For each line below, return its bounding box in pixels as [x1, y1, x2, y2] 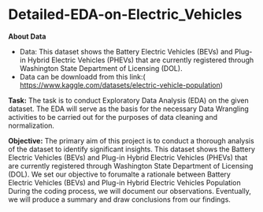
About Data [8, 32, 46, 41]
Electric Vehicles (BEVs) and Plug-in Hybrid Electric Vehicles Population [8, 177, 242, 187]
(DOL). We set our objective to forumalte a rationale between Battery [8, 169, 231, 179]
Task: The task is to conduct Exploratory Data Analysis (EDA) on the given [8, 95, 250, 105]
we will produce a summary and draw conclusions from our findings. [8, 195, 231, 204]
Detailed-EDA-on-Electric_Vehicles [8, 6, 243, 24]
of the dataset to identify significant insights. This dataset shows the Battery [8, 144, 256, 154]
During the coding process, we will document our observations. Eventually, [8, 186, 252, 195]
